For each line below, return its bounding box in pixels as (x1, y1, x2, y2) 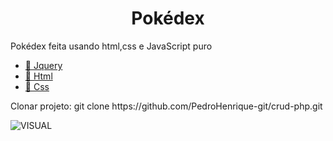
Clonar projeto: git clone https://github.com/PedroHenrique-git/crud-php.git (10, 100, 323, 112)
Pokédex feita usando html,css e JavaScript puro (10, 40, 213, 52)
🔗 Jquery (24, 59, 63, 71)
